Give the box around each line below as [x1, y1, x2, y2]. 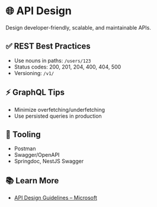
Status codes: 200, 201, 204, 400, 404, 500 [14, 63, 121, 70]
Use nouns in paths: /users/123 [14, 57, 91, 64]
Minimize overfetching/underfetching [14, 106, 105, 113]
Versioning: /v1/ [14, 69, 55, 76]
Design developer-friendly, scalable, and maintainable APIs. [5, 24, 152, 31]
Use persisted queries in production [14, 112, 102, 119]
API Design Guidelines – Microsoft [14, 194, 97, 202]
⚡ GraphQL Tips [5, 88, 65, 98]
